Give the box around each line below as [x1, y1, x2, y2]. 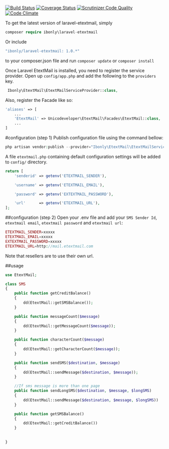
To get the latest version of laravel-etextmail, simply [5, 20, 113, 26]
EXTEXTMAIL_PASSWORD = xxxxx [5, 239, 62, 244]
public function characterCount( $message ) [14, 337, 105, 343]
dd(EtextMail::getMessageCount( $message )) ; [23, 323, 116, 328]
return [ [5, 169, 24, 174]
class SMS [5, 282, 26, 287]
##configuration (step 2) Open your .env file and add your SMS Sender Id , [5, 214, 157, 220]
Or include [5, 38, 27, 45]
